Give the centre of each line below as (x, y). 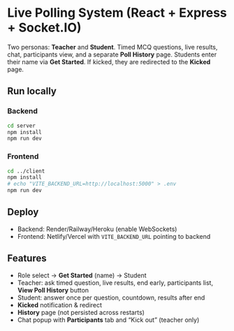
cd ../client (26, 171)
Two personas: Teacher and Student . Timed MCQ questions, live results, (112, 47)
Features (27, 259)
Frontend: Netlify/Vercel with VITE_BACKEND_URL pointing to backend (114, 236)
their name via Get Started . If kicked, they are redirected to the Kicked (109, 61)
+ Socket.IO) (44, 28)
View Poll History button (53, 290)
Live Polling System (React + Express (117, 13)
